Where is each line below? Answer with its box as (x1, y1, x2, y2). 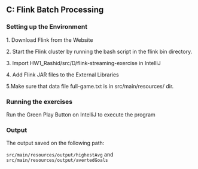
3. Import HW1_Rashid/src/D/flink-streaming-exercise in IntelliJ (6, 59, 162, 66)
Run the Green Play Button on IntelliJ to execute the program (6, 110, 156, 118)
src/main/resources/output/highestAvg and (6, 151, 114, 158)
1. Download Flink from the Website (6, 36, 93, 44)
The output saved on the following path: (6, 140, 105, 147)
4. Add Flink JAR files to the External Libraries (6, 71, 119, 78)
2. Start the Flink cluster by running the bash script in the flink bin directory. (6, 48, 193, 55)
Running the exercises (6, 97, 73, 106)
